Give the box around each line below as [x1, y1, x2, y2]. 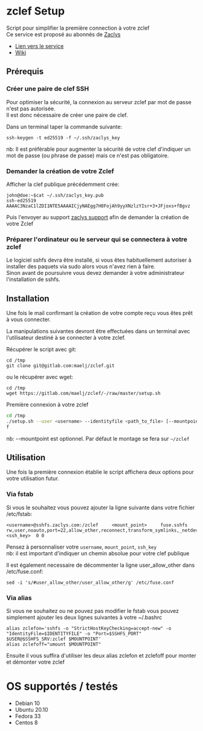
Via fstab [6, 490, 34, 498]
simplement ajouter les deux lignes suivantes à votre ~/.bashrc [6, 614, 163, 621]
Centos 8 [14, 719, 38, 726]
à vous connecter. [6, 316, 51, 323]
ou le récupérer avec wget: [6, 374, 74, 381]
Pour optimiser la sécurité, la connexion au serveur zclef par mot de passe [6, 98, 192, 105]
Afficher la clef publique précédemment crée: [6, 180, 120, 188]
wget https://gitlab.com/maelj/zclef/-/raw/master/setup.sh [6, 391, 161, 397]
